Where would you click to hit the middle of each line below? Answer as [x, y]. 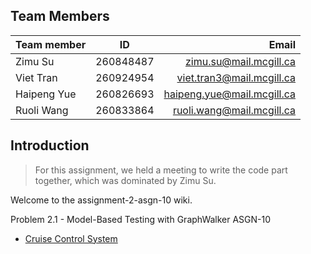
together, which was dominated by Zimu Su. [125, 180]
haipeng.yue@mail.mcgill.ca [230, 94]
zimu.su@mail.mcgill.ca [240, 61]
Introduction [50, 145]
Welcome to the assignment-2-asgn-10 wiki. [101, 200]
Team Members [60, 16]
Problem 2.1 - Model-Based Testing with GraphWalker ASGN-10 [141, 219]
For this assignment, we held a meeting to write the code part [161, 170]
